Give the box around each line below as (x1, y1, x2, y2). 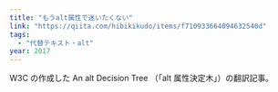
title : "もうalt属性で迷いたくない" (9, 13, 134, 23)
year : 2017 (9, 47, 51, 56)
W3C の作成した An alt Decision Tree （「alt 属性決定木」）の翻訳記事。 (9, 73, 273, 84)
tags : (9, 30, 30, 39)
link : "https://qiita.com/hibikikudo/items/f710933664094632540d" (9, 22, 267, 31)
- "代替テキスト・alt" (17, 38, 94, 48)
